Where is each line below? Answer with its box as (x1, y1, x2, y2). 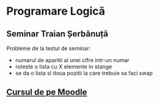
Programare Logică (6, 4, 106, 18)
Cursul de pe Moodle (6, 87, 87, 98)
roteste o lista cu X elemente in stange (15, 63, 112, 70)
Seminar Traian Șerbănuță (6, 29, 109, 39)
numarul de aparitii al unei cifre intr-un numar (15, 57, 130, 63)
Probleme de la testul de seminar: (6, 44, 91, 52)
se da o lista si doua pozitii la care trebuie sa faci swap (15, 69, 153, 77)
